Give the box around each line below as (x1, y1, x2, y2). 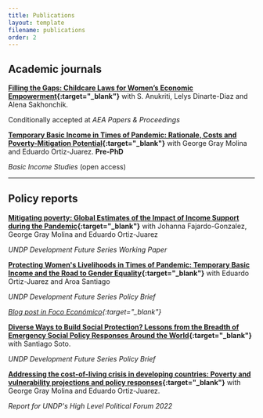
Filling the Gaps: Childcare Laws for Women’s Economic (8, 83, 193, 93)
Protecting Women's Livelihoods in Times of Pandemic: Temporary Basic (8, 260, 250, 269)
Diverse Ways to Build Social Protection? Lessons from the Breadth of (8, 322, 240, 332)
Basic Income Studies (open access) (8, 162, 127, 172)
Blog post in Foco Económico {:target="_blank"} (8, 307, 162, 316)
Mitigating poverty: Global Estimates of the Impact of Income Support (8, 213, 240, 222)
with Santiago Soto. (8, 339, 71, 348)
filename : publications (8, 26, 86, 34)
